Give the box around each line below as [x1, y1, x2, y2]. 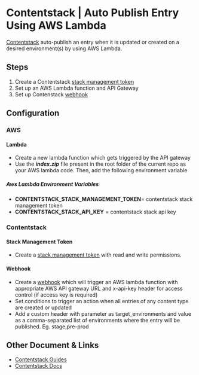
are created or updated [14, 304, 72, 311]
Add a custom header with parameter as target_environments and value [14, 310, 192, 317]
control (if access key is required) [14, 291, 98, 298]
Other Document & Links [6, 340, 99, 350]
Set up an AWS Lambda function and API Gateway [14, 84, 139, 92]
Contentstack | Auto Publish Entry [6, 6, 179, 20]
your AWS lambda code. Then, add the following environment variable [14, 167, 188, 174]
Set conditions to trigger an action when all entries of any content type [14, 297, 189, 304]
